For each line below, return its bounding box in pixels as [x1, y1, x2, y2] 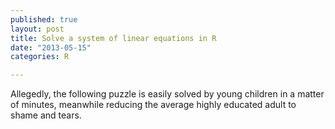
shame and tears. [10, 109, 82, 121]
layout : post [10, 24, 65, 34]
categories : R [10, 52, 70, 62]
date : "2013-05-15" [10, 42, 92, 53]
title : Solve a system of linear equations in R [10, 33, 217, 43]
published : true [10, 14, 78, 25]
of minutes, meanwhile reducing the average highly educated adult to [10, 99, 297, 111]
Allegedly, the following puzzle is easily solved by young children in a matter [10, 88, 325, 100]
